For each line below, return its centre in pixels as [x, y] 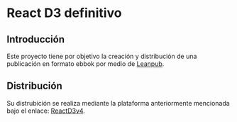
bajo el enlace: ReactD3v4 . [46, 111]
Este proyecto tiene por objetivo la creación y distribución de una [102, 56]
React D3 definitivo [64, 13]
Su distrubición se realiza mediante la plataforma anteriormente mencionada [118, 103]
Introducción [36, 39]
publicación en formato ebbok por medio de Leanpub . [86, 64]
